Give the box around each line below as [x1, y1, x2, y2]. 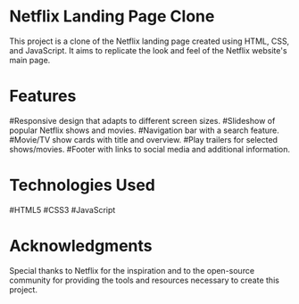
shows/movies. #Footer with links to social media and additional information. [9, 144, 291, 154]
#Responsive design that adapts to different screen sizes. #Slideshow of [9, 115, 276, 126]
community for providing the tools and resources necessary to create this [9, 275, 279, 285]
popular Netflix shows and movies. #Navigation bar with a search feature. [9, 125, 279, 136]
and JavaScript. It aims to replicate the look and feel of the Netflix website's [9, 45, 287, 55]
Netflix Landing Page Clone [9, 6, 215, 27]
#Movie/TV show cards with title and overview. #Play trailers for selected [9, 134, 278, 144]
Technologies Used [9, 176, 156, 195]
